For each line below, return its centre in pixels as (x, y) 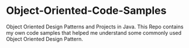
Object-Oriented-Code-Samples (86, 11)
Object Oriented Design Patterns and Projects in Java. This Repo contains (95, 27)
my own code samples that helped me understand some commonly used (94, 32)
